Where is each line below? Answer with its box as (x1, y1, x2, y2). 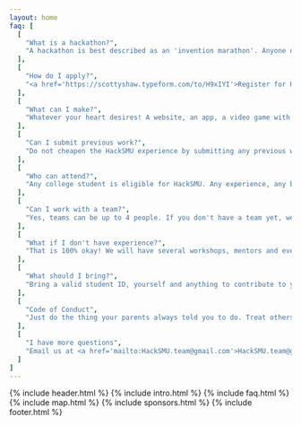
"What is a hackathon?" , (25, 38, 118, 48)
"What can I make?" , (25, 105, 102, 114)
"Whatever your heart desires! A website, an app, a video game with (25, 113, 291, 122)
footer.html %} (9, 407, 63, 418)
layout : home (9, 13, 58, 22)
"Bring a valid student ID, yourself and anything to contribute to (25, 280, 287, 289)
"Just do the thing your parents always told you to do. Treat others (25, 313, 295, 323)
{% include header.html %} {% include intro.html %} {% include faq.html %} (9, 387, 290, 399)
